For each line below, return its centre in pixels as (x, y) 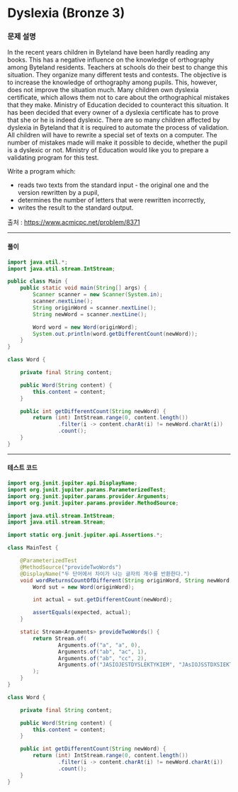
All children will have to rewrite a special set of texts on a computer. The (112, 135)
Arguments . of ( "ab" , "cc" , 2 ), (102, 658)
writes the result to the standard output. (75, 208)
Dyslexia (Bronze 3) (66, 13)
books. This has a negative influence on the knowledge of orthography (111, 60)
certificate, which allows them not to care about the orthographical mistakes (119, 98)
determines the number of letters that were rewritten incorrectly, (112, 200)
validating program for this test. (53, 158)
